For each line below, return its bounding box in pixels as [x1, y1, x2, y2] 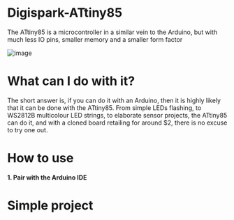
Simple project [7, 198, 94, 213]
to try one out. [7, 125, 48, 134]
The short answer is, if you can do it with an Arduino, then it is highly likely [7, 96, 221, 104]
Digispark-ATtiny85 [7, 5, 123, 21]
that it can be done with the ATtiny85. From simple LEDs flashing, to [7, 103, 202, 112]
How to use [7, 150, 74, 166]
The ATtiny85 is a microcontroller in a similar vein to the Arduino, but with [7, 28, 218, 36]
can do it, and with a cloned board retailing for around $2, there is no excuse [7, 118, 228, 127]
